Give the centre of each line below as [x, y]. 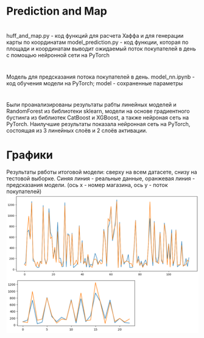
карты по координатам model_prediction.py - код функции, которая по [97, 42]
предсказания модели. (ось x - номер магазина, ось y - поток [87, 185]
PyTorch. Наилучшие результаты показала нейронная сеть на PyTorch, [98, 124]
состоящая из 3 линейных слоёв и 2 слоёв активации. [77, 130]
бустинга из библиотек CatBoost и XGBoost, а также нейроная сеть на [98, 118]
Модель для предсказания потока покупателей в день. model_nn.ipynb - [100, 77]
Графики [30, 155]
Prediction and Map [57, 11]
